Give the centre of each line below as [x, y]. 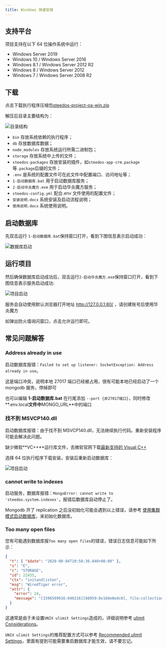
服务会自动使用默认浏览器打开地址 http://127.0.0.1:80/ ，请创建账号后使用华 [82, 304]
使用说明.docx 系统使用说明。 [41, 206]
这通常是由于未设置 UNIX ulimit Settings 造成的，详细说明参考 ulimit [75, 618]
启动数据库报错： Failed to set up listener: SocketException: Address [80, 364]
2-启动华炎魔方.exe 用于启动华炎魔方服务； [55, 187]
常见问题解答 [25, 338]
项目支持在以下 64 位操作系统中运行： [44, 44]
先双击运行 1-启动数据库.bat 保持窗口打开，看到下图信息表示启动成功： [76, 236]
